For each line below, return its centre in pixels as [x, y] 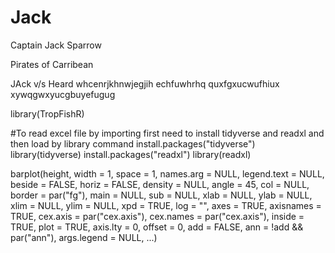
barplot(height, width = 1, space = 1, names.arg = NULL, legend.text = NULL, [167, 173]
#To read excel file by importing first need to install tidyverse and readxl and [167, 133]
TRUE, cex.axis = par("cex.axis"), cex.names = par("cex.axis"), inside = [157, 216]
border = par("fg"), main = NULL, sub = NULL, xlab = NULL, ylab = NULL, [161, 195]
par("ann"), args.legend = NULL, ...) [84, 237]
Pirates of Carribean [52, 64]
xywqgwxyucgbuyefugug [63, 94]
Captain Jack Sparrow [56, 45]
